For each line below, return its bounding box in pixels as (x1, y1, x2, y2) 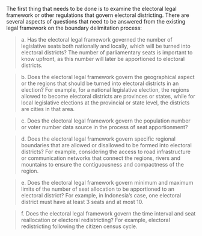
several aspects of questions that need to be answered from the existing (6, 18, 186, 25)
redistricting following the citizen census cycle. (20, 223, 138, 230)
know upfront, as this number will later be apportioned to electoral (20, 56, 185, 62)
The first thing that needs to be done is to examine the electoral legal (6, 5, 177, 12)
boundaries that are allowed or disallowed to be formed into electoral (20, 142, 192, 148)
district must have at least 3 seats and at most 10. (20, 199, 144, 205)
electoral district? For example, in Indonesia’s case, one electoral (20, 192, 182, 199)
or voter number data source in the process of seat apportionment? (20, 124, 188, 130)
